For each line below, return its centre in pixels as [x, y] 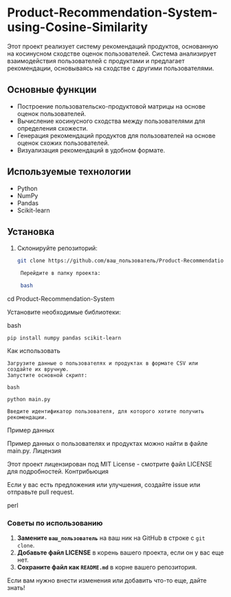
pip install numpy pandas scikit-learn [64, 338]
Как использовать [34, 351]
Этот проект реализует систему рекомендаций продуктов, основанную [113, 46]
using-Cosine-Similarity [78, 27]
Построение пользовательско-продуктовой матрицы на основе [111, 106]
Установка [31, 232]
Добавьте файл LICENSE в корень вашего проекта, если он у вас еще [120, 553]
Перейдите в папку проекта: [60, 273]
